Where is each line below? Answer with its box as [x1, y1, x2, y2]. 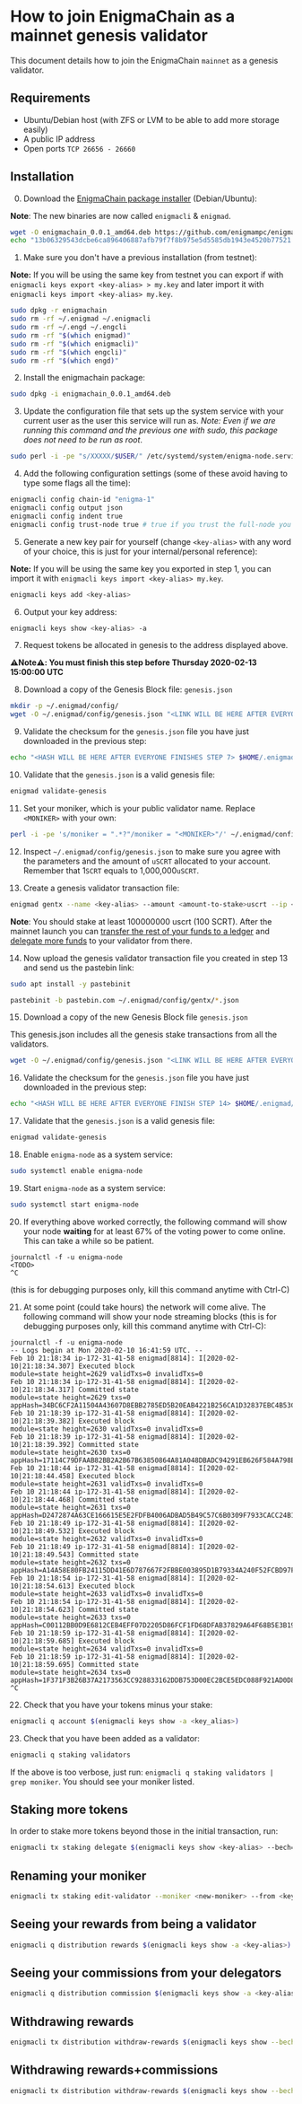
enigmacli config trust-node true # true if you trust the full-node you [10, 520, 292, 529]
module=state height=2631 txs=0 [10, 1503, 131, 1512]
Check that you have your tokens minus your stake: [22, 1699, 213, 1710]
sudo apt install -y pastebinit [10, 979, 131, 988]
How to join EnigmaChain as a [10, 6, 236, 27]
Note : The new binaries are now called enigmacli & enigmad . [10, 210, 231, 221]
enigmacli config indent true [10, 512, 124, 521]
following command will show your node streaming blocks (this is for [22, 1311, 277, 1321]
